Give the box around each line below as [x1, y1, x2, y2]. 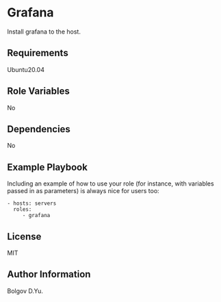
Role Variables [7, 86, 70, 97]
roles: [13, 206, 32, 213]
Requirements [7, 47, 68, 59]
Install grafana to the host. [7, 27, 81, 36]
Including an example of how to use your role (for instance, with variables [7, 179, 214, 188]
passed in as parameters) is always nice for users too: [7, 187, 159, 195]
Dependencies [7, 123, 70, 135]
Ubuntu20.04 [7, 65, 44, 73]
